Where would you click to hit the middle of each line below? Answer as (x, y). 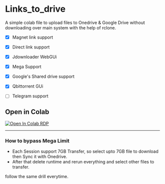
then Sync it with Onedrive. (40, 157)
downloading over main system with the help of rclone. (61, 27)
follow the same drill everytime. (37, 177)
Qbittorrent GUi (27, 86)
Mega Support (27, 67)
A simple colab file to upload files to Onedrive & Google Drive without (75, 23)
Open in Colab (27, 112)
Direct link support (31, 47)
